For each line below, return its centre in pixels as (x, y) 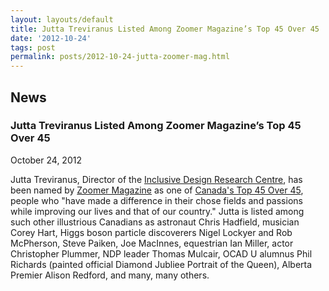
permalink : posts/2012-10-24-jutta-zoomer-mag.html (120, 57)
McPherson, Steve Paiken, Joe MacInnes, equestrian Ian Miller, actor (152, 243)
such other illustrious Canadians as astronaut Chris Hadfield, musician (155, 222)
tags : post (33, 47)
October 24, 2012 (46, 160)
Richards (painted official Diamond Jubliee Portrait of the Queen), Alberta (161, 264)
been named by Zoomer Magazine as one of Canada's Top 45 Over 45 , (157, 190)
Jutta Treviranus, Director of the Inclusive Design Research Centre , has (156, 179)
